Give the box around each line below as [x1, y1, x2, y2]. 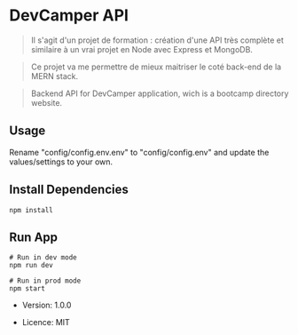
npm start [9, 284, 46, 293]
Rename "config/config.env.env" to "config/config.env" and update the [9, 147, 270, 157]
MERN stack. [30, 70, 78, 81]
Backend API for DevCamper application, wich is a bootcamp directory [30, 88, 289, 99]
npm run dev [9, 261, 53, 270]
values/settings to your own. [9, 156, 114, 167]
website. [30, 97, 63, 108]
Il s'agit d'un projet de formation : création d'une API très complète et [30, 35, 284, 45]
